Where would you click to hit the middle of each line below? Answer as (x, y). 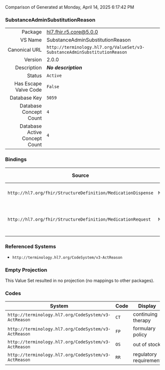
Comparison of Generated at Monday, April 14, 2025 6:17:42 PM (69, 7)
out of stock (147, 344)
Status (34, 76)
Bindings (16, 160)
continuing (145, 314)
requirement (147, 361)
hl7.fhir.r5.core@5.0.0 (72, 32)
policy (140, 335)
